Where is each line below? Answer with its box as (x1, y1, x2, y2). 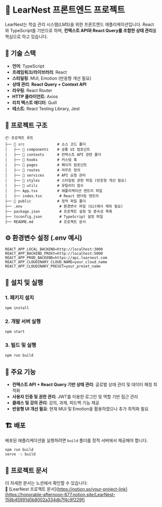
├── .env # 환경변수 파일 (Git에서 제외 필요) (5, 204, 123, 209)
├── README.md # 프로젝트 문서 (5, 219, 86, 224)
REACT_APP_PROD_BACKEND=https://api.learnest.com (5, 255, 108, 260)
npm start (5, 329, 25, 334)
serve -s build (5, 452, 36, 456)
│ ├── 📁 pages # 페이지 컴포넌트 (5, 163, 87, 167)
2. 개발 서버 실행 (5, 318, 41, 325)
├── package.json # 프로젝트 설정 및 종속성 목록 (5, 209, 113, 214)
